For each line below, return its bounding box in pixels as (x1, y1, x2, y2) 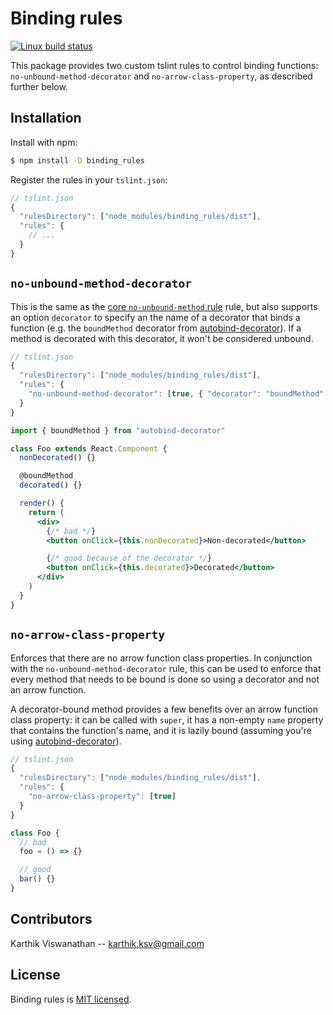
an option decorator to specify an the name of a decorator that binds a (10, 311, 301, 323)
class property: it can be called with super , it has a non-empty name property (10, 713, 324, 726)
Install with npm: (10, 136, 78, 148)
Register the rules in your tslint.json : (10, 173, 168, 186)
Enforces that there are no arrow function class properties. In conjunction (10, 652, 313, 664)
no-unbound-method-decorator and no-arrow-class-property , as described (10, 70, 313, 82)
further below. (10, 80, 68, 92)
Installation (10, 110, 82, 127)
